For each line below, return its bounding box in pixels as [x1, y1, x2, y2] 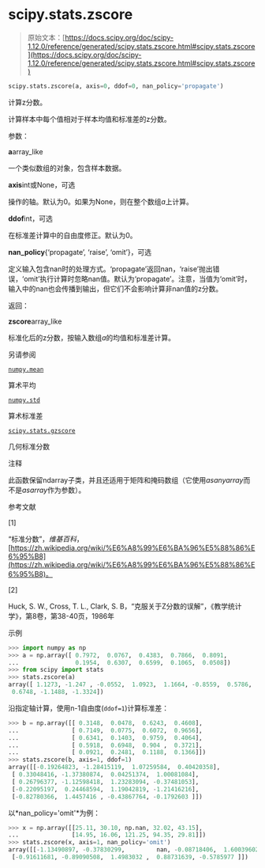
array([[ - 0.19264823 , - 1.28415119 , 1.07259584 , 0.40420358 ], [8, 764, 221, 771]
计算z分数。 [8, 97, 47, 107]
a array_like [8, 146, 43, 156]
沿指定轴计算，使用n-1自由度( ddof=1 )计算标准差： [8, 703, 170, 713]
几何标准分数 [8, 442, 50, 451]
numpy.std [8, 396, 41, 404]
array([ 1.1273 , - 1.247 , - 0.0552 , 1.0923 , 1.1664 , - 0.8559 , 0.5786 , [8, 680, 252, 689]
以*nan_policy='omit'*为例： [8, 808, 101, 817]
